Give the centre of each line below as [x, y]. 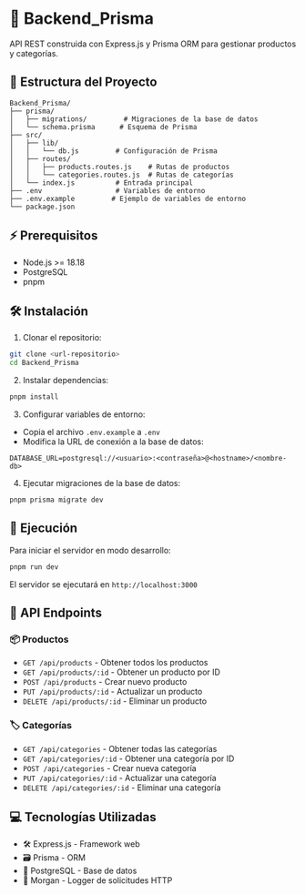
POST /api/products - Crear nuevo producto [105, 682]
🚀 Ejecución [44, 529]
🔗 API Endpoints [56, 612]
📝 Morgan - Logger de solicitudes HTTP [97, 880]
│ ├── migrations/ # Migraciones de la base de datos [134, 119]
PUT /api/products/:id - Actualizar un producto [112, 692]
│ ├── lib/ [34, 143]
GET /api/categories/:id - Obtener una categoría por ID [128, 758]
